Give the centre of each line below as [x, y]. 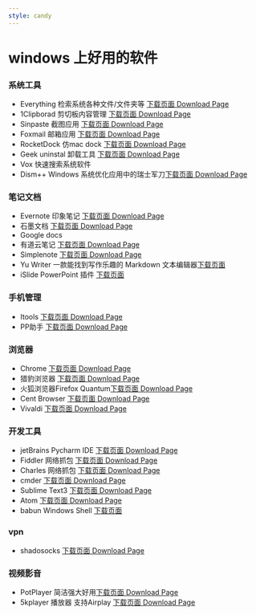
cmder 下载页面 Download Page [73, 481]
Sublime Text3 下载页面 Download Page [86, 491]
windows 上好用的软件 [83, 58]
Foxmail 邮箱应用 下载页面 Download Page [90, 134]
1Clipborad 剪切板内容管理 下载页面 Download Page [105, 114]
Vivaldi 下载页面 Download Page [73, 409]
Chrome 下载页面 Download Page [75, 369]
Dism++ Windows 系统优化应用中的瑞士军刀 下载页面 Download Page [134, 174]
